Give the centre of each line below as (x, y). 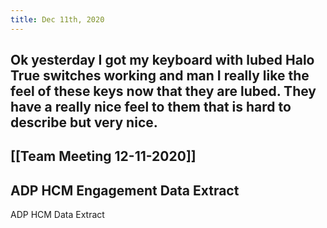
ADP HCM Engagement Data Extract (125, 190)
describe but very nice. (84, 122)
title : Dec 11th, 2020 (57, 19)
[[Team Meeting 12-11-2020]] (103, 156)
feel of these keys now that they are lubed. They (163, 91)
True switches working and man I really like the (160, 76)
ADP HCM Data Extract (57, 215)
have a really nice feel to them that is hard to (151, 107)
